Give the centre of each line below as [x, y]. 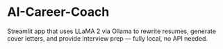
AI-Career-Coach [58, 12]
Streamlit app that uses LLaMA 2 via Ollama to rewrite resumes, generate [112, 31]
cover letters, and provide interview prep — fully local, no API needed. [108, 38]
